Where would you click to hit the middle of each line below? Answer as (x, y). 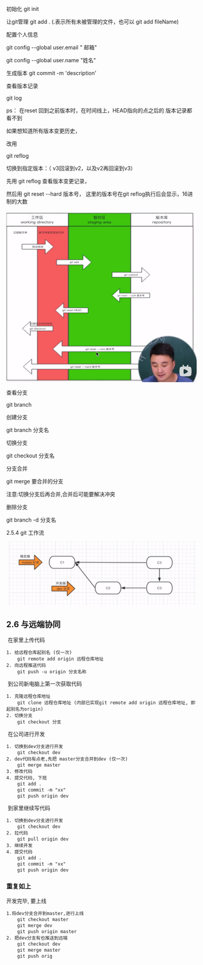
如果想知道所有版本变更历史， (43, 131)
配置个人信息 (22, 34)
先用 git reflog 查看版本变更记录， (48, 181)
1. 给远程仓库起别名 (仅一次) (39, 653)
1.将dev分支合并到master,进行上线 (45, 913)
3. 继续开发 (20, 846)
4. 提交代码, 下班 (27, 778)
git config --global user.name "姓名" (51, 60)
